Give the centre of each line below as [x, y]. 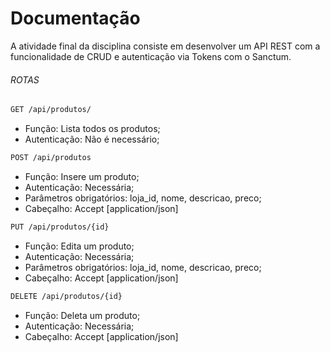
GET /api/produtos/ [51, 110]
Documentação [75, 18]
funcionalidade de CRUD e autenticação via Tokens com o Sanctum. [151, 56]
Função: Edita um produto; [79, 246]
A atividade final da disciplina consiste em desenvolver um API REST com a [165, 46]
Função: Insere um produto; [82, 176]
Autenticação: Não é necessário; [92, 139]
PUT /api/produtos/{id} [60, 227]
